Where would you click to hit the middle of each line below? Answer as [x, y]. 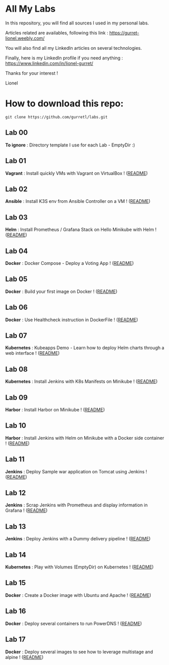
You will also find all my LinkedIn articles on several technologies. [74, 48]
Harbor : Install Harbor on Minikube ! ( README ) [55, 410]
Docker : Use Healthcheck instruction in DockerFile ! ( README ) [72, 320]
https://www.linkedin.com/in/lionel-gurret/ [49, 63]
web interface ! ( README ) [32, 353]
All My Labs [30, 9]
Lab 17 [15, 639]
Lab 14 [16, 555]
